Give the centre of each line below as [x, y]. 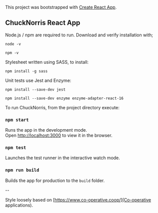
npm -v [12, 53]
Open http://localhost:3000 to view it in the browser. [59, 135]
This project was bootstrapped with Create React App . [61, 7]
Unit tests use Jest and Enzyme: [38, 80]
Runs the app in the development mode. [46, 130]
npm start [17, 120]
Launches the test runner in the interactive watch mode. [63, 158]
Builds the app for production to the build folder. [55, 180]
